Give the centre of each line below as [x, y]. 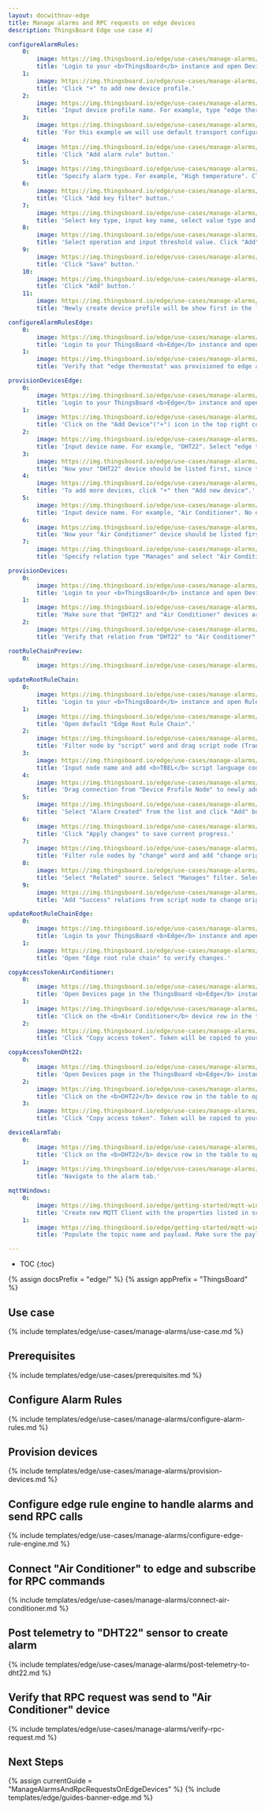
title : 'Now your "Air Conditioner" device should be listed [139, 534]
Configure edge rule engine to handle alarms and [131, 1504]
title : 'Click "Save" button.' [88, 264]
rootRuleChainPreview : [45, 651]
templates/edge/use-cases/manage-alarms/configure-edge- [144, 1536]
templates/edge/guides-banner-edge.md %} [81, 1797]
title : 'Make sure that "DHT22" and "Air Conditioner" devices [142, 615]
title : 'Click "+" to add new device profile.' [116, 88]
